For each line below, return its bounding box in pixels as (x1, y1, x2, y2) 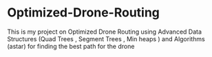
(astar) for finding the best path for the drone (7, 42, 135, 50)
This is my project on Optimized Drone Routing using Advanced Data (7, 27, 202, 36)
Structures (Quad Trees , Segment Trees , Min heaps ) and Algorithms (7, 34, 205, 43)
